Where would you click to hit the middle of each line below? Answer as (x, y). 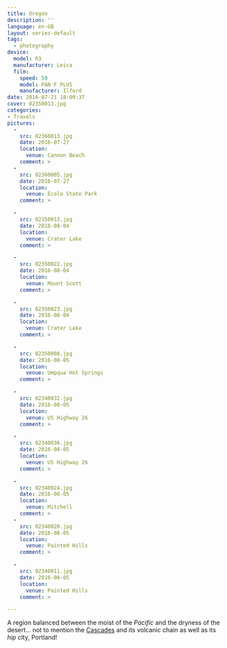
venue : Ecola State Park (61, 194)
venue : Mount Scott (53, 283)
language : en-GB (30, 26)
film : (21, 71)
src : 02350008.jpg (46, 353)
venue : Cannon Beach (55, 156)
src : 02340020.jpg (46, 526)
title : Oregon (28, 14)
